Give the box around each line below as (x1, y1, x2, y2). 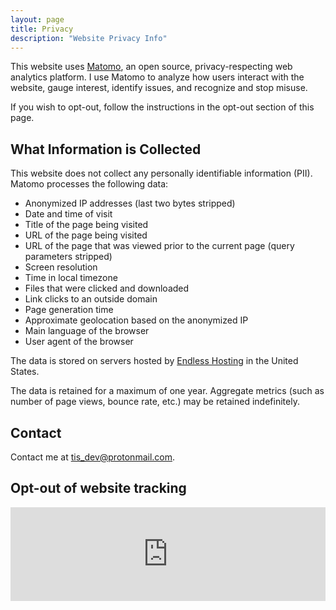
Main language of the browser (24, 325, 150, 337)
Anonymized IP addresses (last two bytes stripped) (24, 197, 236, 210)
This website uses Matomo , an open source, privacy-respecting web (10, 61, 293, 73)
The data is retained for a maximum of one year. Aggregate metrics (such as (10, 385, 325, 397)
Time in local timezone (24, 272, 118, 284)
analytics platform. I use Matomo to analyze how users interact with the (10, 71, 305, 83)
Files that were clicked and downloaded (24, 282, 190, 295)
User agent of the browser (24, 336, 134, 348)
